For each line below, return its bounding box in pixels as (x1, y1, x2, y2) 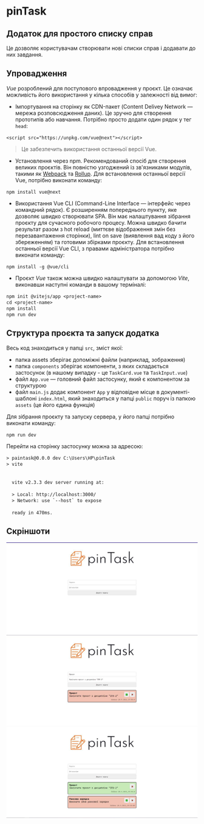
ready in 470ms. (12, 509, 53, 516)
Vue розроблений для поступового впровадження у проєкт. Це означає (6, 84, 193, 92)
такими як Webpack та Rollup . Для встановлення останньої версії (15, 170, 186, 177)
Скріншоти (6, 526, 50, 537)
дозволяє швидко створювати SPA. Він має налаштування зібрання (15, 213, 191, 220)
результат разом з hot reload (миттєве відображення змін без (15, 225, 176, 233)
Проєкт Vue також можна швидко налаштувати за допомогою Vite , (15, 274, 190, 282)
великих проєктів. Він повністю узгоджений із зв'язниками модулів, (15, 163, 192, 171)
